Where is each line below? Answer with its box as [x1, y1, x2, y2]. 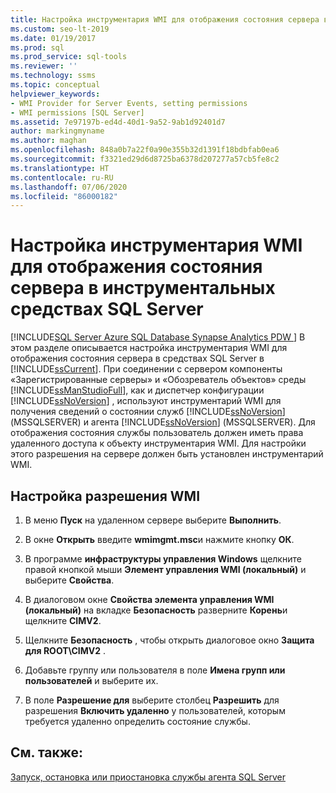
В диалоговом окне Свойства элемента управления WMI [24, 594, 275, 605]
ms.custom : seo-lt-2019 [10, 24, 110, 34]
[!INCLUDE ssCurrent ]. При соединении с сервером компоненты [10, 363, 283, 375]
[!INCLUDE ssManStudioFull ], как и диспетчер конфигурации [10, 384, 265, 396]
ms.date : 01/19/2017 [10, 33, 97, 43]
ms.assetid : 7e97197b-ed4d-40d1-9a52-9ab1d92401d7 [10, 117, 226, 127]
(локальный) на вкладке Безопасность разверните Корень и [24, 604, 288, 616]
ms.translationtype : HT [10, 163, 110, 173]
